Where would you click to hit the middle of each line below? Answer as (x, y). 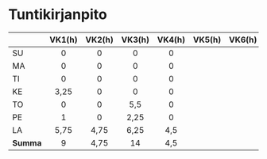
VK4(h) (171, 40)
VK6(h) (243, 40)
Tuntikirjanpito (58, 15)
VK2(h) (99, 40)
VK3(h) (135, 40)
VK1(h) (63, 40)
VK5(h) (207, 40)
